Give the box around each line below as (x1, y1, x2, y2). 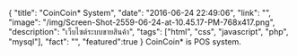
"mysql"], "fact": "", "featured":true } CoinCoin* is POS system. (8, 36, 241, 47)
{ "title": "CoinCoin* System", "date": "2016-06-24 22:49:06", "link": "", (8, 8, 271, 18)
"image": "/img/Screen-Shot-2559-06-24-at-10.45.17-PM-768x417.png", (8, 17, 275, 28)
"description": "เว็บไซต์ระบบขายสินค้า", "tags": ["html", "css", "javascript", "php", (8, 27, 289, 36)
